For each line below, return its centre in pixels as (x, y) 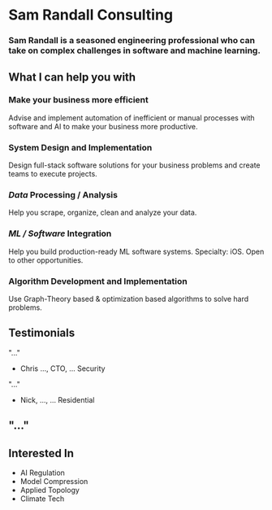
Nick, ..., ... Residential (57, 399)
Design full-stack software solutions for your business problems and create (134, 165)
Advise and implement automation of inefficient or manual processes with (132, 118)
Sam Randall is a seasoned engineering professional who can (132, 41)
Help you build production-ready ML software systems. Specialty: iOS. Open (136, 251)
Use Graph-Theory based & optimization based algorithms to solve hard (129, 299)
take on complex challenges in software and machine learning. (135, 50)
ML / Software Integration (60, 233)
